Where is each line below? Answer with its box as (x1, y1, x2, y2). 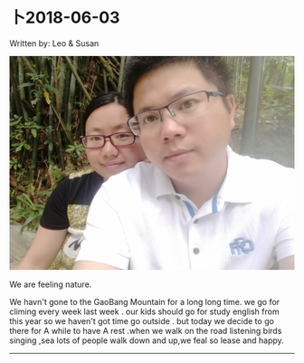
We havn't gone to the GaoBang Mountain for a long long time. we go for (9, 296, 280, 307)
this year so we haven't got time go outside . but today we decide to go (9, 315, 274, 326)
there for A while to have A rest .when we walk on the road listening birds (9, 325, 282, 336)
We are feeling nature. (9, 279, 92, 290)
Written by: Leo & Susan (9, 37, 100, 49)
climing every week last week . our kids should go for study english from (9, 306, 280, 317)
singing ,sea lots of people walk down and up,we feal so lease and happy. (9, 335, 285, 346)
